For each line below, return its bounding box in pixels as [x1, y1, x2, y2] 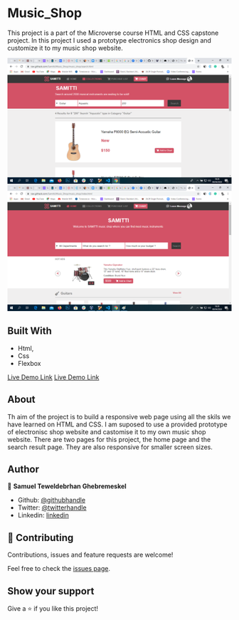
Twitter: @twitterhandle [17, 503, 87, 512]
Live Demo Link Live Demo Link [7, 372, 100, 382]
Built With [7, 325, 52, 337]
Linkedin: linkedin [17, 511, 69, 520]
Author [7, 463, 39, 475]
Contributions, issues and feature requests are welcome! [7, 550, 174, 559]
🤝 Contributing [7, 532, 74, 544]
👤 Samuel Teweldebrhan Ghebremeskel [7, 482, 127, 490]
